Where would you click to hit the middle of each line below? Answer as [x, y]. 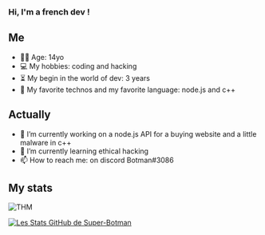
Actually [30, 115]
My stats [31, 187]
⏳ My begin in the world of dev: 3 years [85, 78]
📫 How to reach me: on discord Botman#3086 [97, 160]
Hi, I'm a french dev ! [49, 12]
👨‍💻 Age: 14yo [42, 57]
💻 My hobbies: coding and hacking [78, 66]
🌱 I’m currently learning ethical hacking [84, 151]
